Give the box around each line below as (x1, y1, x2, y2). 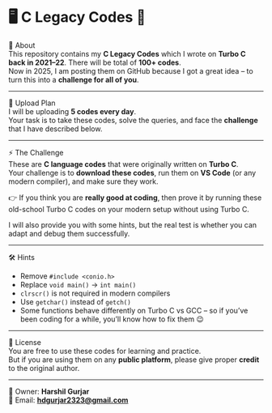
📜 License (8, 337, 42, 347)
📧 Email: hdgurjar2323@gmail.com (8, 395, 129, 405)
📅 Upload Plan (8, 98, 56, 108)
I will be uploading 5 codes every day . (8, 106, 136, 116)
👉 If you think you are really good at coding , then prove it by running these (8, 193, 262, 202)
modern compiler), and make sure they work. (8, 177, 159, 186)
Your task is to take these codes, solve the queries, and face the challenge (8, 115, 258, 125)
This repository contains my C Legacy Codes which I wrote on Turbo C (8, 49, 246, 58)
